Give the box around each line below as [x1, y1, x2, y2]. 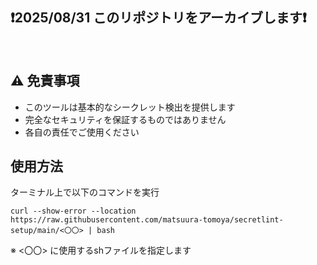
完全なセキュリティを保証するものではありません [24, 113, 227, 125]
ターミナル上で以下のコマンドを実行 [10, 186, 160, 198]
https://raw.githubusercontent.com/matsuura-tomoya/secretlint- [10, 215, 284, 225]
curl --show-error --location [10, 206, 137, 217]
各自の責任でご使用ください [24, 126, 140, 138]
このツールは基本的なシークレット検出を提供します [24, 101, 236, 113]
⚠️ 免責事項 [10, 73, 80, 90]
